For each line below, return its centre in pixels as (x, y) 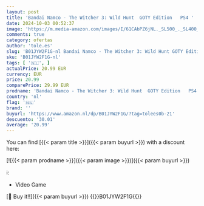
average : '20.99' (28, 125)
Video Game (31, 185)
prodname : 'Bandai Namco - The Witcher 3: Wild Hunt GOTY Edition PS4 (102, 91)
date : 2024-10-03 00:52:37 (40, 23)
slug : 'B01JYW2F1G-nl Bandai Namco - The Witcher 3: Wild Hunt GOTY (95, 52)
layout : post (23, 12)
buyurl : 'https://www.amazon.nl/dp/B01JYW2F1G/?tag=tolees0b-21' (90, 114)
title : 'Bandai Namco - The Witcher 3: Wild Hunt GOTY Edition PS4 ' (100, 18)
